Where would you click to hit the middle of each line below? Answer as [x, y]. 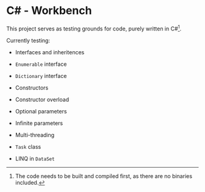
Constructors [32, 87]
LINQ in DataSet [35, 158]
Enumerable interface [41, 64]
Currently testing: [28, 40]
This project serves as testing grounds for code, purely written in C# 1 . [94, 28]
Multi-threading [35, 135]
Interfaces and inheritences [50, 52]
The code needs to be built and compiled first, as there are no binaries [104, 176]
